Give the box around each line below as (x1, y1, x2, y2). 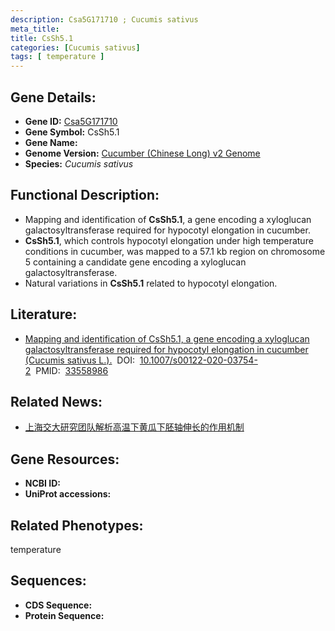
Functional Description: (10, 187, 160, 204)
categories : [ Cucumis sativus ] (10, 42, 141, 53)
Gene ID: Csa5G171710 (24, 115, 118, 127)
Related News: (10, 393, 103, 410)
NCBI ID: (24, 477, 62, 490)
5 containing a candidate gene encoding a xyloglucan (24, 256, 247, 268)
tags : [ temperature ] (10, 52, 105, 62)
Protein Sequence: (24, 609, 105, 621)
